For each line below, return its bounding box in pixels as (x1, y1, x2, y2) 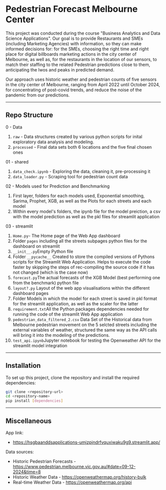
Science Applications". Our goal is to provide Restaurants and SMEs (5, 35, 143, 41)
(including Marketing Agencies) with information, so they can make (5, 40, 142, 46)
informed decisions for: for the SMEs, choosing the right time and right (5, 46, 149, 52)
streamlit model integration (12, 342, 67, 348)
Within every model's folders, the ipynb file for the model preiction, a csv (12, 208, 161, 214)
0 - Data (5, 124, 23, 130)
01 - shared (5, 159, 29, 164)
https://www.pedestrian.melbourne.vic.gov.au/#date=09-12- (12, 464, 136, 469)
